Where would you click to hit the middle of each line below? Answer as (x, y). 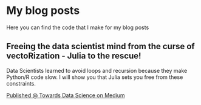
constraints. (21, 83)
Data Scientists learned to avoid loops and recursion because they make (97, 70)
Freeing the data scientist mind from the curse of (101, 46)
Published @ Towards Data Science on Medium (66, 95)
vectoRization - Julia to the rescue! (74, 56)
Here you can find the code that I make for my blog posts (78, 27)
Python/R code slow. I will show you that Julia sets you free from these (95, 77)
